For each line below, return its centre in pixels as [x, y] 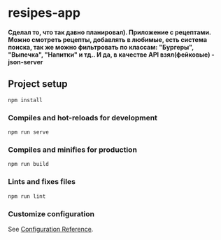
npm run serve [29, 132]
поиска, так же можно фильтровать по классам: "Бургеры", [101, 47]
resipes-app [44, 13]
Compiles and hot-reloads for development [83, 118]
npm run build [29, 164]
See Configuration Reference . [51, 229]
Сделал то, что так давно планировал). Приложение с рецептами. [110, 32]
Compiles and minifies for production [72, 150]
